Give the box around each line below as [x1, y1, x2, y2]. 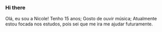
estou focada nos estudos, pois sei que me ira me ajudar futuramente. [5, 21, 153, 27]
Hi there [5, 4, 26, 11]
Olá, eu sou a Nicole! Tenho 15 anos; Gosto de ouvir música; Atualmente [5, 16, 157, 22]
